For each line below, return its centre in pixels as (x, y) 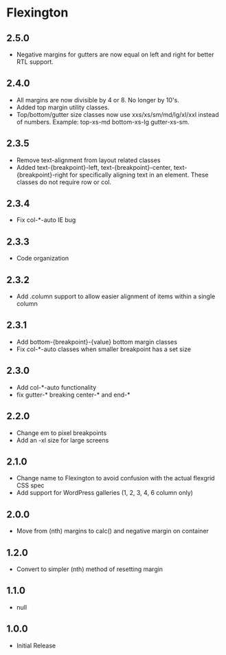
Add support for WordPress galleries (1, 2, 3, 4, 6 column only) (105, 493)
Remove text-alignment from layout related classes (88, 160)
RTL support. (35, 62)
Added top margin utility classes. (63, 107)
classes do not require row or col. (64, 182)
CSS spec (31, 485)
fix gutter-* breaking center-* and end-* (73, 395)
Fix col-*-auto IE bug (46, 220)
